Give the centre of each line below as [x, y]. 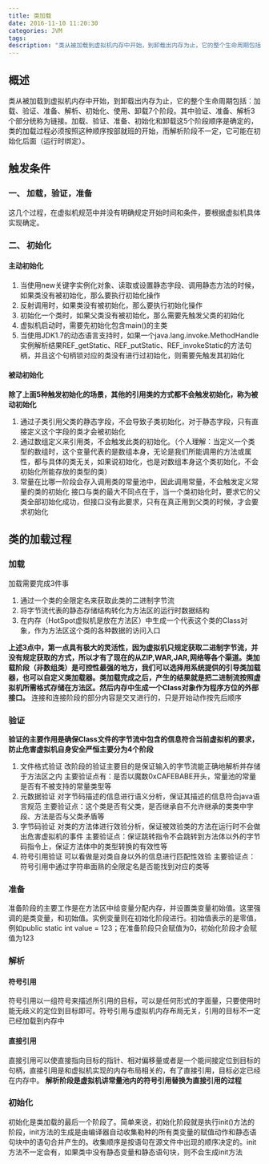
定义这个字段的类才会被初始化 [76, 431]
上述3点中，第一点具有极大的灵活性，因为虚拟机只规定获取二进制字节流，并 [133, 647]
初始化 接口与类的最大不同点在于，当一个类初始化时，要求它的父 [154, 491]
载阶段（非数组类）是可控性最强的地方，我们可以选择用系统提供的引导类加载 [134, 667]
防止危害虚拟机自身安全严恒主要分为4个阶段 [81, 749]
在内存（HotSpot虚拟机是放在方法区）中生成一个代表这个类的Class [130, 620]
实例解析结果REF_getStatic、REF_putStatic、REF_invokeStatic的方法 [132, 345]
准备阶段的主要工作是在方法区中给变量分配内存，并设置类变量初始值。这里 [131, 908]
